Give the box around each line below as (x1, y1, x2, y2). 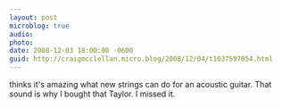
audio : (9, 29, 34, 38)
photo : (9, 37, 34, 47)
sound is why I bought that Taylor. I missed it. (9, 88, 176, 99)
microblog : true (9, 21, 70, 30)
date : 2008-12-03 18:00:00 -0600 (9, 46, 134, 55)
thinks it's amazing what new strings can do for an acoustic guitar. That (9, 79, 272, 89)
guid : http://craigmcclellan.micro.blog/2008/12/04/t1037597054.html (9, 54, 274, 63)
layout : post (9, 12, 58, 22)
